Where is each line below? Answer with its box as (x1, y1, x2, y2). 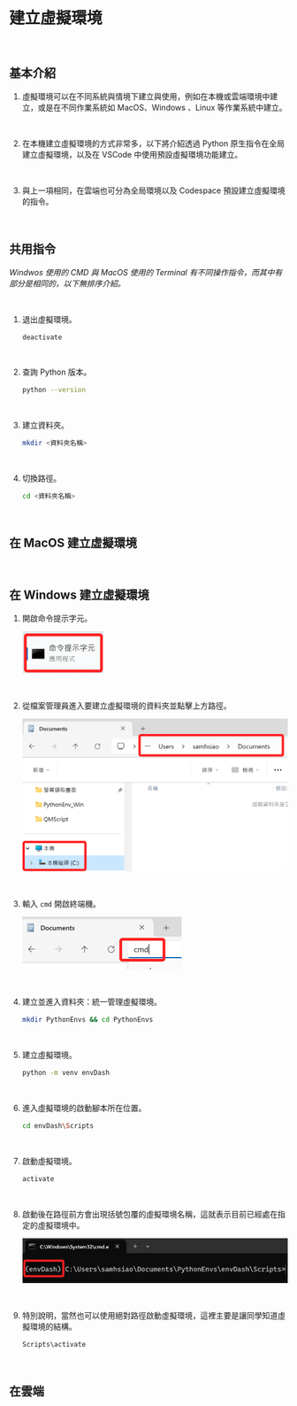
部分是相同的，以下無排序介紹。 (9, 278, 126, 289)
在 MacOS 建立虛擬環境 (9, 536, 137, 551)
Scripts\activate (21, 1340, 87, 1348)
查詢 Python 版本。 (21, 367, 92, 377)
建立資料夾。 (21, 420, 69, 430)
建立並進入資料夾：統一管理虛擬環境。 (21, 997, 162, 1008)
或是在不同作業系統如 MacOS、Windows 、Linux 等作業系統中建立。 (37, 102, 287, 112)
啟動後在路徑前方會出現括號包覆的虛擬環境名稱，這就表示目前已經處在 (21, 1209, 278, 1219)
